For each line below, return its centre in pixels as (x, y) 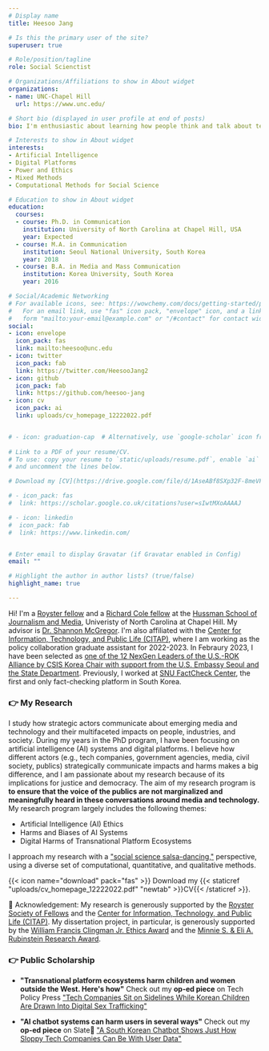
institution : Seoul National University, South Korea (114, 252)
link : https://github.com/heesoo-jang (80, 393)
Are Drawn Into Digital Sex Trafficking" (84, 1006)
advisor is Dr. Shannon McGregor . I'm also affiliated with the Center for (125, 630)
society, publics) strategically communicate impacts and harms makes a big (133, 766)
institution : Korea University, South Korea (98, 274)
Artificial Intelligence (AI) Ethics (72, 824)
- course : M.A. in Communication (71, 244)
